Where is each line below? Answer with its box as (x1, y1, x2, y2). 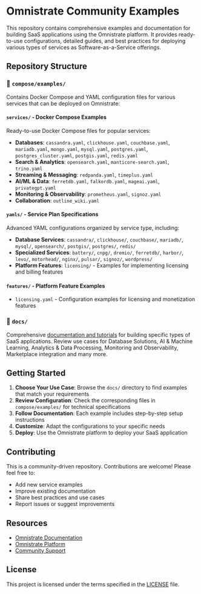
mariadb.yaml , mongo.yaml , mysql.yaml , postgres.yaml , (15, 145, 148, 152)
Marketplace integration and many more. (6, 350, 108, 357)
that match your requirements (15, 390, 90, 398)
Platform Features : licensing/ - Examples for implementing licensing (15, 262, 189, 269)
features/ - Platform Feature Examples (6, 282, 105, 289)
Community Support (15, 547, 66, 554)
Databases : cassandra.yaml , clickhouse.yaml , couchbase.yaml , (15, 138, 171, 146)
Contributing (6, 447, 56, 457)
